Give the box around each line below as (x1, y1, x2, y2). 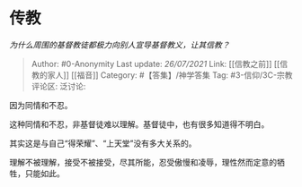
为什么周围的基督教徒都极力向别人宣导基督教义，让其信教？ (9, 39, 230, 50)
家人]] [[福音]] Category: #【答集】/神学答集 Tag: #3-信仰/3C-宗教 (47, 69, 293, 81)
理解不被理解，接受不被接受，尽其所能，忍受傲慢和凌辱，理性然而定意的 (9, 157, 277, 167)
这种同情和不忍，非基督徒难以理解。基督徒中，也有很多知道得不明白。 (9, 118, 270, 130)
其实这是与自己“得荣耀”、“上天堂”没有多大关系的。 (9, 138, 197, 149)
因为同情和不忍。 (9, 99, 73, 110)
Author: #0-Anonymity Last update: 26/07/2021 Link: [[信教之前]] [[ (31, 58, 280, 69)
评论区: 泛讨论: (31, 81, 86, 91)
